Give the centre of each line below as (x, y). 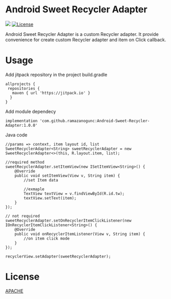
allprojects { (20, 84)
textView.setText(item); (50, 198)
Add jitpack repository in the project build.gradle (56, 74)
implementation (22, 121)
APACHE (14, 291)
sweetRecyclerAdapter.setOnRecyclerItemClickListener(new (68, 221)
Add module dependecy (31, 111)
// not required (23, 216)
